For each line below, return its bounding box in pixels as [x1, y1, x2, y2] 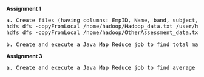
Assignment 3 [6, 53, 42, 59]
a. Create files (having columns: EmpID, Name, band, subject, [6, 17, 199, 24]
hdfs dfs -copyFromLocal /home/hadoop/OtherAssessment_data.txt [6, 29, 202, 36]
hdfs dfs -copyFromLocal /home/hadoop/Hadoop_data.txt [6, 23, 173, 30]
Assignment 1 [6, 5, 41, 12]
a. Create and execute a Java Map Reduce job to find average [6, 64, 195, 71]
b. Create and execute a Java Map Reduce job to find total [6, 41, 189, 48]
